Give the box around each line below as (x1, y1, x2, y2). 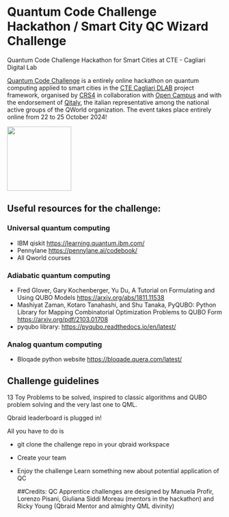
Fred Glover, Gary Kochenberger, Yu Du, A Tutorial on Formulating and (16, 286, 215, 294)
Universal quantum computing (7, 223, 111, 233)
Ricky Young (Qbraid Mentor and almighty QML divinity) (16, 502, 175, 510)
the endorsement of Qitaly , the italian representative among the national (7, 98, 210, 106)
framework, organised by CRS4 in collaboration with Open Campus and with (7, 90, 222, 99)
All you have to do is (7, 427, 64, 436)
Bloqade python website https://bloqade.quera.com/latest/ (16, 355, 183, 364)
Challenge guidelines (7, 375, 100, 387)
